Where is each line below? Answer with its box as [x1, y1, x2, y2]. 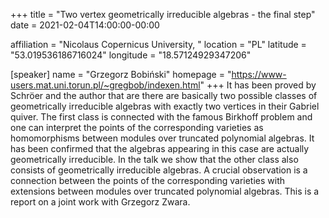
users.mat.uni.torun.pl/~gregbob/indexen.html [10, 79, 201, 91]
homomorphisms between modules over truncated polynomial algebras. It [10, 132, 315, 144]
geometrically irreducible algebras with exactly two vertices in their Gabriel [10, 100, 320, 112]
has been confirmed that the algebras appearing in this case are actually [10, 143, 310, 154]
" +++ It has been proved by [199, 79, 317, 91]
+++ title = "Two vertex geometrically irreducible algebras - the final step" [10, 9, 316, 20]
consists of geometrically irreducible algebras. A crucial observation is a [10, 164, 308, 176]
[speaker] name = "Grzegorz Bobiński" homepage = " [10, 69, 232, 80]
